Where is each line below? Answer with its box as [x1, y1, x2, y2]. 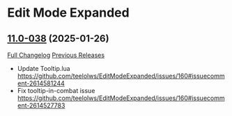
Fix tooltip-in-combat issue [17, 87, 95, 94]
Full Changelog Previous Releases [7, 51, 105, 59]
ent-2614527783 [17, 101, 65, 109]
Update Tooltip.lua [17, 65, 71, 72]
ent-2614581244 [17, 79, 65, 88]
